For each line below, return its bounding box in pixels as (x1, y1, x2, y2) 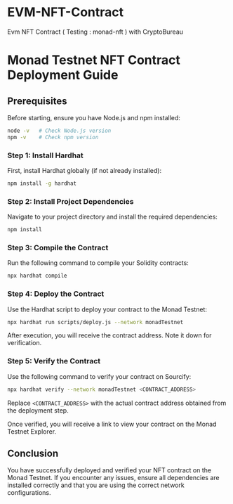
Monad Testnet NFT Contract (7, 52, 181, 68)
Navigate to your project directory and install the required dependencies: (7, 212, 218, 221)
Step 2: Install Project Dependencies (7, 196, 134, 206)
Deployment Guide (7, 67, 119, 83)
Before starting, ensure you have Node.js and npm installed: (7, 113, 181, 122)
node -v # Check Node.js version (7, 127, 112, 134)
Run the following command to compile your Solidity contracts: (7, 259, 189, 267)
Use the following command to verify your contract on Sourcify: (7, 372, 192, 380)
